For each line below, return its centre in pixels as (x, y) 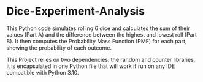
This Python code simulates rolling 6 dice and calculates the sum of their (98, 28)
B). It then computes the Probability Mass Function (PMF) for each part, (97, 41)
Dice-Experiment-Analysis (76, 11)
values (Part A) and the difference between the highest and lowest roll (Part (102, 34)
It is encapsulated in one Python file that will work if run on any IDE (91, 66)
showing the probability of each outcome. (59, 48)
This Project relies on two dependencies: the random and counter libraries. (101, 59)
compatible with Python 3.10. (43, 72)
